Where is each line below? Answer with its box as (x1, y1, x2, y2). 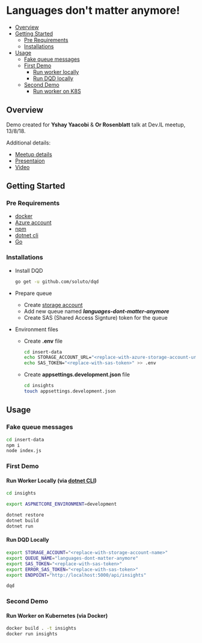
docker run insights (6, 631, 58, 637)
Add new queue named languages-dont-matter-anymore (23, 308, 170, 315)
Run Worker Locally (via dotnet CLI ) (6, 477, 97, 484)
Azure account (14, 219, 52, 226)
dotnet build (6, 518, 39, 524)
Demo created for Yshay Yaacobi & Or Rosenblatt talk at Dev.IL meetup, (6, 121, 186, 128)
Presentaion (14, 157, 45, 164)
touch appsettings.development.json (23, 388, 116, 394)
